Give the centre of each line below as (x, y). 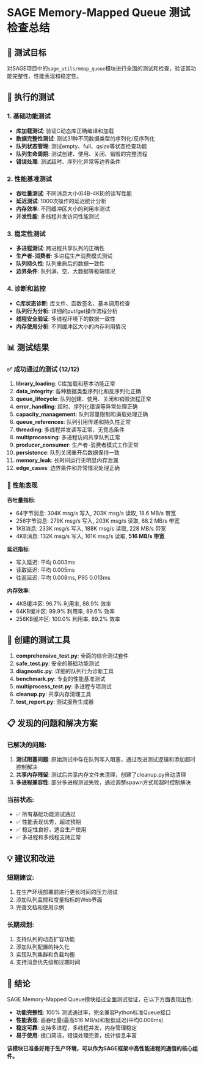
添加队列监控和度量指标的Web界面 (59, 900)
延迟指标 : (19, 549)
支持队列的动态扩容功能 (45, 939)
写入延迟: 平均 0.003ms (45, 562)
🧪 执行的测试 (31, 97)
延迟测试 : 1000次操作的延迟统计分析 (61, 201)
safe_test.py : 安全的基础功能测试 (57, 664)
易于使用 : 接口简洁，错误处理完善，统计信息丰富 (76, 1036)
